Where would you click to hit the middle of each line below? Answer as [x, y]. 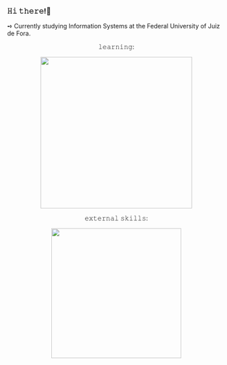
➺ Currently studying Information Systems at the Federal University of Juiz [113, 26]
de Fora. [19, 33]
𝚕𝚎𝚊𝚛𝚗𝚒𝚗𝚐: [116, 47]
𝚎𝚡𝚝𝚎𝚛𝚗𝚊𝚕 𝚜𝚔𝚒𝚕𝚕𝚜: [116, 218]
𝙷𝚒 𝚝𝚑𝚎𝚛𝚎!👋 [29, 11]
